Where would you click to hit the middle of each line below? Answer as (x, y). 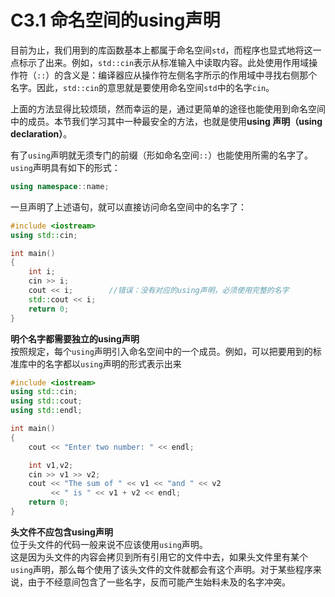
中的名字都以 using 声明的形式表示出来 (104, 363)
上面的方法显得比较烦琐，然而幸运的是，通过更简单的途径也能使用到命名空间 (168, 108)
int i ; (42, 272)
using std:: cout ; (46, 401)
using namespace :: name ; (60, 186)
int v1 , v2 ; (51, 465)
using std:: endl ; (46, 411)
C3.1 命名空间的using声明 (115, 20)
